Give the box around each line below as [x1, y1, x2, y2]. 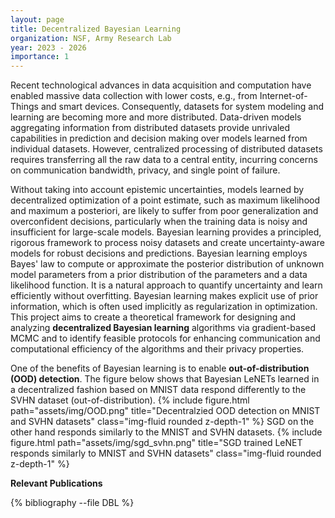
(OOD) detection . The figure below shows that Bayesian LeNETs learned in [10, 373, 320, 385]
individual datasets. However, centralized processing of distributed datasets [10, 143, 323, 155]
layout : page [10, 14, 65, 25]
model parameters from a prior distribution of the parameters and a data [10, 269, 308, 281]
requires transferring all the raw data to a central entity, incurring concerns [10, 154, 318, 166]
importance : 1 [10, 52, 70, 62]
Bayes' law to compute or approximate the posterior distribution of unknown [10, 258, 325, 270]
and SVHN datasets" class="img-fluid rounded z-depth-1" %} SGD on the [10, 416, 315, 428]
